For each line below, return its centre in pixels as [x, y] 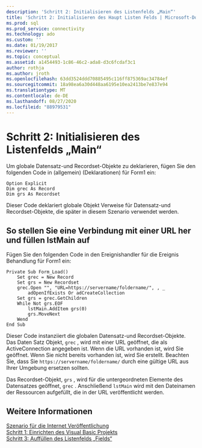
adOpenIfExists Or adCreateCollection [76, 293]
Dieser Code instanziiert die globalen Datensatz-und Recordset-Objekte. [96, 336]
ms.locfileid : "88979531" [38, 107]
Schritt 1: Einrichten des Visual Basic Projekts [62, 432]
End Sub [16, 325]
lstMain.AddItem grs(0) [57, 309]
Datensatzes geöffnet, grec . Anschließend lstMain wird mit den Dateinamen [101, 386]
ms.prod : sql [23, 23]
